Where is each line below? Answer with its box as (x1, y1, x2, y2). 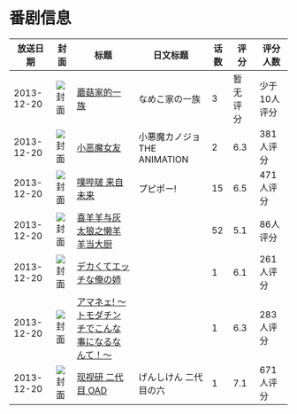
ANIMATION (138, 152, 189, 165)
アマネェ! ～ (76, 295, 126, 308)
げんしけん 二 (138, 371, 194, 383)
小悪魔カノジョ (138, 130, 201, 143)
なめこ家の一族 (138, 92, 201, 105)
